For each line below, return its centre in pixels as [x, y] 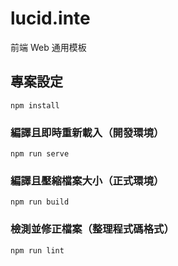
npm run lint [37, 250]
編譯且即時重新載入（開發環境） [87, 132]
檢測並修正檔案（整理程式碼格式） [92, 229]
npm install [35, 105]
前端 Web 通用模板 [48, 47]
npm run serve [40, 154]
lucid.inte [50, 18]
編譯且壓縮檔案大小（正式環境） [87, 180]
